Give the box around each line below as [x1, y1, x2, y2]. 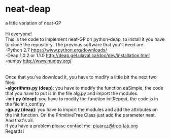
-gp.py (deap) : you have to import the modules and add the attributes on [5, 106, 158, 113]
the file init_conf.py [5, 101, 45, 107]
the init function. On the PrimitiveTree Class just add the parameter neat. [5, 112, 156, 118]
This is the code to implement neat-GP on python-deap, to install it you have [5, 36, 165, 42]
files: [5, 79, 16, 86]
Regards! [5, 128, 24, 134]
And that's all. [5, 117, 34, 123]
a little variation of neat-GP [5, 20, 62, 26]
